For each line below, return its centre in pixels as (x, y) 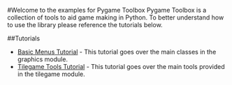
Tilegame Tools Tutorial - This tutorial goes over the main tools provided (121, 67)
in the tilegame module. (51, 74)
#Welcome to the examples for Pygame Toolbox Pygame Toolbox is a (107, 10)
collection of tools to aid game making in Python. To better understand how (116, 17)
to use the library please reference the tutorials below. (85, 25)
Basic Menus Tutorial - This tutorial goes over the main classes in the (117, 52)
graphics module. (43, 59)
